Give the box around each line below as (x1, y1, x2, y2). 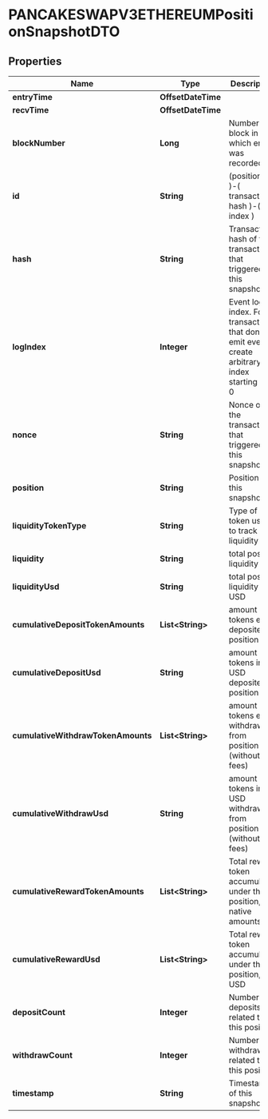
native (228, 906, 252, 917)
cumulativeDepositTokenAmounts (12, 619, 145, 630)
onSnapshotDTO (8, 22, 120, 41)
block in (228, 128, 258, 138)
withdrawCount (12, 1049, 73, 1061)
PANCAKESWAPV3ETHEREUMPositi (8, 6, 254, 24)
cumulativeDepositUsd (12, 667, 101, 678)
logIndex (12, 341, 46, 352)
